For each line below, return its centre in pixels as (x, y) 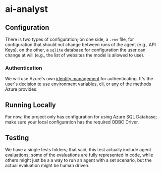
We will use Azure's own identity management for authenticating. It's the (79, 79)
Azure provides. (21, 89)
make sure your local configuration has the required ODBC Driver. (72, 122)
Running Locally (30, 105)
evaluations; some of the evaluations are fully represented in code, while (79, 155)
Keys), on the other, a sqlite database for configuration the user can (75, 50)
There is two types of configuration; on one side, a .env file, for (70, 39)
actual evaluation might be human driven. (47, 165)
